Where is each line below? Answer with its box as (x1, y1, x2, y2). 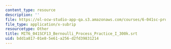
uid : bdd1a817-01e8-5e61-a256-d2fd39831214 (5, 36, 99, 41)
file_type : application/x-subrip (5, 21, 76, 27)
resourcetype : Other (5, 27, 49, 32)
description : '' (5, 12, 40, 17)
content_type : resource (5, 7, 56, 13)
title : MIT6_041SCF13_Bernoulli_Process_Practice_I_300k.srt (5, 31, 138, 36)
